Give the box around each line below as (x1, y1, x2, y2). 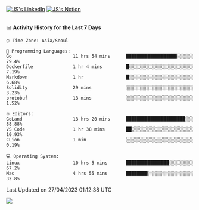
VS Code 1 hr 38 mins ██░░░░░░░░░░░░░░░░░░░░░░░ (6, 126, 194, 132)
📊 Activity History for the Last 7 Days (6, 24, 101, 31)
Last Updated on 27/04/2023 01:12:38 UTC (6, 186, 112, 193)
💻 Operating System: (6, 153, 60, 159)
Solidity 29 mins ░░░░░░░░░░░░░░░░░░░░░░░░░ (6, 85, 194, 91)
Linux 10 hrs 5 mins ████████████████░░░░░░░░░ (6, 160, 194, 166)
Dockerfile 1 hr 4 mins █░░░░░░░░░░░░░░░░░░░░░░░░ (6, 64, 194, 70)
